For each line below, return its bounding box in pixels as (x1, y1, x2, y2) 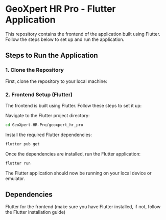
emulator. (5, 175, 26, 182)
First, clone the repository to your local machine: (5, 78, 107, 84)
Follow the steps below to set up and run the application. (5, 36, 125, 42)
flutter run (5, 161, 31, 166)
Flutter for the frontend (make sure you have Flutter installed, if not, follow (5, 204, 161, 210)
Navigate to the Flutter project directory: (5, 112, 90, 118)
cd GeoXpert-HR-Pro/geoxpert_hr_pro (5, 122, 83, 127)
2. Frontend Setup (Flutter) (5, 91, 73, 98)
